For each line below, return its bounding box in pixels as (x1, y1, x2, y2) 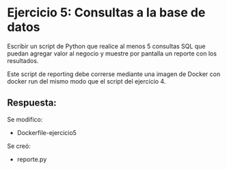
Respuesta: (7, 97, 57, 109)
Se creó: (7, 142, 31, 150)
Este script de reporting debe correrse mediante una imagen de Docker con (7, 70, 221, 78)
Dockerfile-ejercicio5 (16, 128, 77, 136)
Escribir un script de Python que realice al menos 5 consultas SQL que (7, 42, 206, 50)
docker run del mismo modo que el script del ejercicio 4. (7, 77, 166, 85)
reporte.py (16, 155, 47, 163)
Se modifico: (7, 115, 43, 123)
